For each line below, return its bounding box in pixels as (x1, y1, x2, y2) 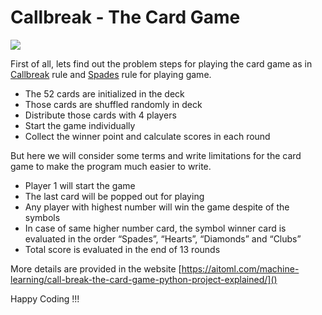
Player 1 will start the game (24, 179, 136, 191)
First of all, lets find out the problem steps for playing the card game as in (10, 57, 313, 70)
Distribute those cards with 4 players (24, 109, 177, 121)
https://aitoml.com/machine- (181, 262, 300, 275)
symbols (24, 211, 61, 223)
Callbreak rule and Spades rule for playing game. (10, 68, 212, 80)
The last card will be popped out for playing (24, 190, 205, 202)
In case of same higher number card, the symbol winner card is (24, 222, 287, 234)
